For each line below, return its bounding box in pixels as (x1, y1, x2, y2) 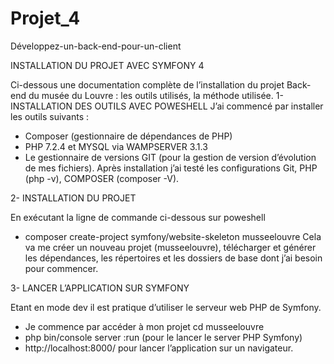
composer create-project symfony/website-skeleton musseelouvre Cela (24, 230, 322, 242)
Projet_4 (10, 7, 81, 30)
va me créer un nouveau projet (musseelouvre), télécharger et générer (24, 241, 317, 253)
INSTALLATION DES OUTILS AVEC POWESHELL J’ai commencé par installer (10, 100, 324, 112)
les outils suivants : (10, 110, 90, 122)
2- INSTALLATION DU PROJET (10, 192, 137, 204)
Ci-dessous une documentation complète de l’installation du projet (10, 78, 285, 91)
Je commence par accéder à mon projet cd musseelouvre (24, 320, 265, 332)
